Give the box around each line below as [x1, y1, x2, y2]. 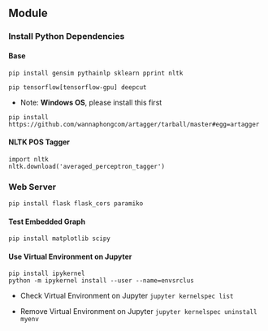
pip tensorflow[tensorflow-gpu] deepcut [8, 83, 148, 92]
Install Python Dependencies [8, 31, 125, 42]
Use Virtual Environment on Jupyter [8, 251, 132, 261]
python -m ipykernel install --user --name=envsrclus [8, 277, 195, 285]
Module [8, 6, 48, 20]
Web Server [8, 181, 57, 192]
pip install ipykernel [8, 269, 85, 278]
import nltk [8, 155, 49, 163]
